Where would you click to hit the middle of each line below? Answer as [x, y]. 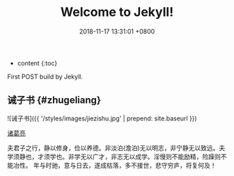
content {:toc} [37, 63]
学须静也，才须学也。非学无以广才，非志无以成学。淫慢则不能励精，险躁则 [114, 157]
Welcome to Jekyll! [117, 12]
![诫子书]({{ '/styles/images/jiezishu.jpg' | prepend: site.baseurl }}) [102, 118]
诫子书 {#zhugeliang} [54, 101]
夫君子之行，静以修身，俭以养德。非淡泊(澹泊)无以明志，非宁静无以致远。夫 [116, 147]
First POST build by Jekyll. [45, 77]
